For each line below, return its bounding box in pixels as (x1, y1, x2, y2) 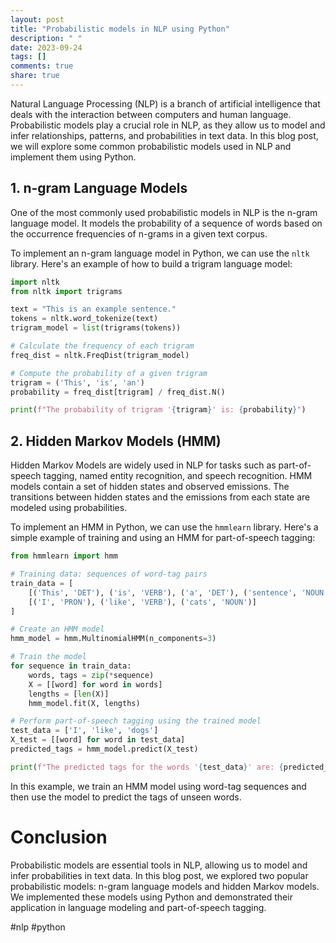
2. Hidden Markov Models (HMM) (10, 432, 222, 450)
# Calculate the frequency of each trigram (10, 341, 195, 351)
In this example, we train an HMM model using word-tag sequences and (10, 780, 307, 792)
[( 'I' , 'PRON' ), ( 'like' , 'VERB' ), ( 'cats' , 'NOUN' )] (28, 597, 257, 607)
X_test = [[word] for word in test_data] (10, 735, 186, 745)
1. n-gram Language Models (10, 180, 188, 197)
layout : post (10, 14, 65, 25)
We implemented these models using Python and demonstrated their (10, 891, 293, 903)
